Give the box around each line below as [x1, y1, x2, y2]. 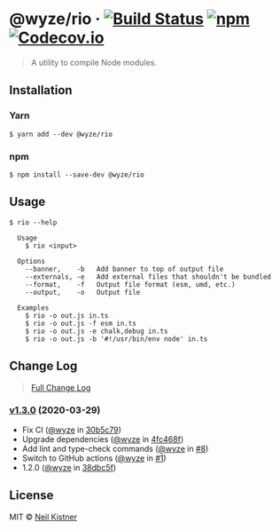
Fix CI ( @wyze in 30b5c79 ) [21, 424, 122, 435]
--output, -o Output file [25, 288, 141, 297]
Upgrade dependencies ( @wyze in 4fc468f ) [21, 433, 184, 444]
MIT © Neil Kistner [9, 511, 78, 522]
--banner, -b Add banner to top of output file [25, 265, 224, 273]
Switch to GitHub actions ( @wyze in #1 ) [21, 453, 167, 463]
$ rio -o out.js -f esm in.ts [25, 319, 137, 328]
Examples [17, 303, 50, 312]
